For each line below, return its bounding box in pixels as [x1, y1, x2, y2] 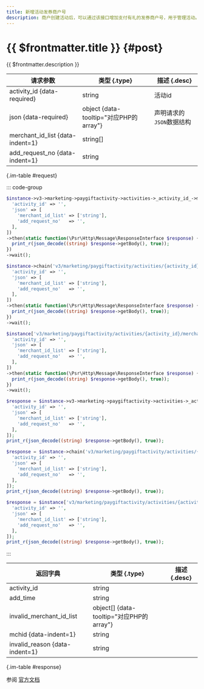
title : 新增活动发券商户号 [6, 9, 67, 15]
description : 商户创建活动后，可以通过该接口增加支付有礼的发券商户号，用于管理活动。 [6, 15, 200, 21]
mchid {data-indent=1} [9, 631, 76, 639]
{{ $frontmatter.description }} [6, 61, 80, 68]
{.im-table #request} [6, 172, 58, 180]
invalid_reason [9, 640, 51, 649]
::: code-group [6, 184, 42, 191]
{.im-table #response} [6, 663, 62, 671]
